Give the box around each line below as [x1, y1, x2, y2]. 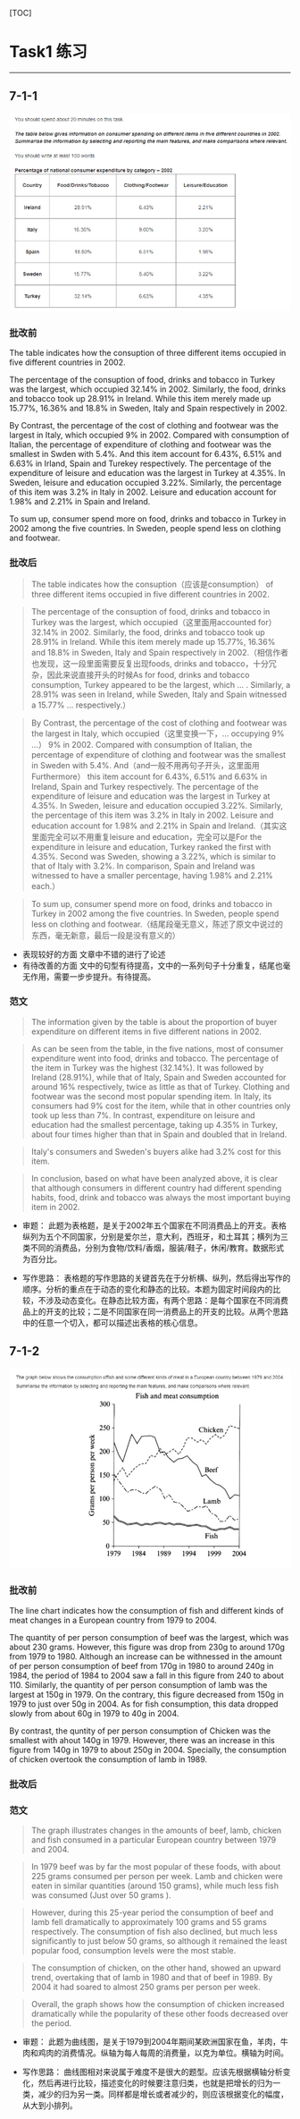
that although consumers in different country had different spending [30, 1182, 282, 1193]
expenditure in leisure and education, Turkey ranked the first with [30, 841, 271, 852]
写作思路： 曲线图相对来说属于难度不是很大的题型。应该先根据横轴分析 [21, 2066, 283, 2077]
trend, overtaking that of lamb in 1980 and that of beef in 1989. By [30, 1971, 273, 1982]
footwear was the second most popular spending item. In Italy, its [30, 1090, 272, 1101]
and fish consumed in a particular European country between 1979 [30, 1834, 277, 1845]
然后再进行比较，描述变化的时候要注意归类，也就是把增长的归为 [37, 2077, 273, 2088]
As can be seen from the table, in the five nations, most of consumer [30, 1043, 284, 1054]
